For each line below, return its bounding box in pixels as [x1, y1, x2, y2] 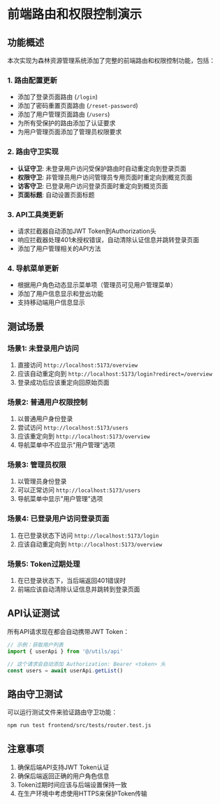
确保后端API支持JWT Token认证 [17, 763, 110, 771]
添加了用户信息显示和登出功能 [17, 290, 103, 298]
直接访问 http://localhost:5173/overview [17, 360, 138, 369]
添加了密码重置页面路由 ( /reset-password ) [17, 101, 138, 110]
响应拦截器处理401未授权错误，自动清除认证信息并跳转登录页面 [17, 235, 200, 244]
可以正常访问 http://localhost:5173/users [17, 486, 141, 494]
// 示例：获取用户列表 [7, 641, 64, 648]
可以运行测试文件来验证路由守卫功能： [7, 708, 117, 717]
